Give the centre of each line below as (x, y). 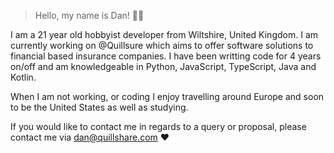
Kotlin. (23, 77)
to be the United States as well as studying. (99, 107)
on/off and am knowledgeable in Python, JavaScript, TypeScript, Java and (163, 66)
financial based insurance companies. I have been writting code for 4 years (166, 56)
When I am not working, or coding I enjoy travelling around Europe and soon (167, 96)
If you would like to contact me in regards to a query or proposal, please (158, 126)
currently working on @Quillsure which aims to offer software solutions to (162, 45)
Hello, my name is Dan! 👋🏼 (89, 15)
